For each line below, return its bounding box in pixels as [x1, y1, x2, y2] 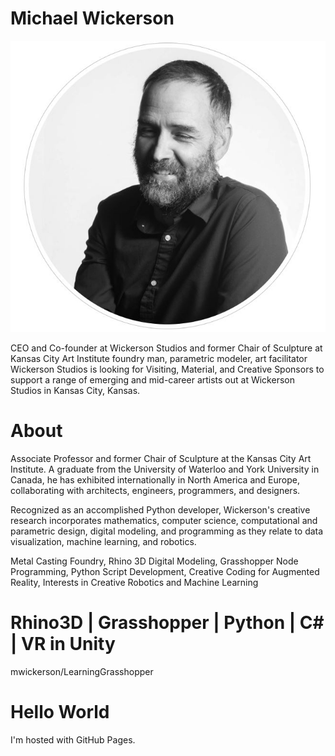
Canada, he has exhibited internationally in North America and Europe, [10, 474, 300, 486]
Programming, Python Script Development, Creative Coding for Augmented [10, 566, 320, 578]
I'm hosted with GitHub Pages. [10, 734, 136, 746]
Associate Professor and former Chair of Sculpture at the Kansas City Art [10, 453, 312, 465]
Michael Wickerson [10, 7, 175, 30]
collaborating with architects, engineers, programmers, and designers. [10, 485, 301, 497]
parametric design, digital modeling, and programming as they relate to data [10, 525, 324, 537]
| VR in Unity [10, 633, 116, 656]
